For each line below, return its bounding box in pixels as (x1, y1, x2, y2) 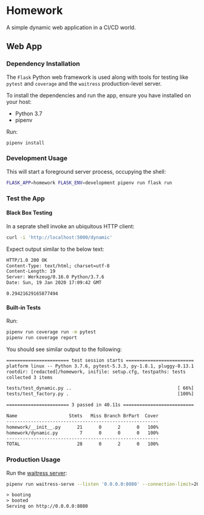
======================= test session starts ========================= (6, 357, 194, 363)
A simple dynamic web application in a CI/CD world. (6, 24, 136, 31)
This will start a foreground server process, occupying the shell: (6, 168, 166, 175)
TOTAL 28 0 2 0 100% (6, 441, 159, 447)
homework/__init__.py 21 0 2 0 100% (6, 424, 159, 430)
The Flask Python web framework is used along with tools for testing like (6, 73, 189, 81)
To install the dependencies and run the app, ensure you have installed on (6, 92, 191, 99)
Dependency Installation (6, 60, 80, 68)
